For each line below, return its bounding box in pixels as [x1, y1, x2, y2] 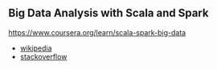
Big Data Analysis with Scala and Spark [8, 6, 209, 20]
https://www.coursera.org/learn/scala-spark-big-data [8, 27, 186, 37]
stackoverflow [19, 51, 68, 61]
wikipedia [19, 43, 52, 53]
